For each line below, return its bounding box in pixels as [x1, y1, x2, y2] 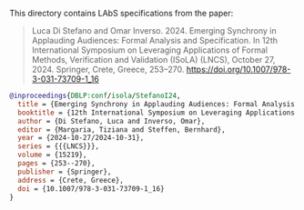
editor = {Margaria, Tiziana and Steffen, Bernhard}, [17, 125, 226, 135]
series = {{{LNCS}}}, [17, 142, 100, 151]
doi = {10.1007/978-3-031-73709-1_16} [17, 184, 166, 194]
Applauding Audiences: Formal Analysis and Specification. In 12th [31, 35, 279, 45]
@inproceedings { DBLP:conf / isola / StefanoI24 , [9, 91, 181, 100]
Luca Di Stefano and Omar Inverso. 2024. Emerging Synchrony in [31, 25, 277, 35]
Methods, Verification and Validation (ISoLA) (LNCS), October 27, [31, 55, 276, 65]
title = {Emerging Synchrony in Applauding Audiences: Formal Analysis [17, 99, 296, 108]
